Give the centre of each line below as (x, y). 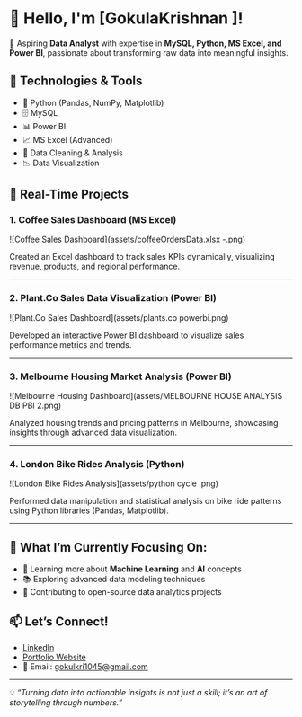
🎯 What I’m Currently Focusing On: (108, 547)
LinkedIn (38, 647)
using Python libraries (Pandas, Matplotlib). (89, 510)
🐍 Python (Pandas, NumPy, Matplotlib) (93, 102)
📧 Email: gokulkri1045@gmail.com (85, 666)
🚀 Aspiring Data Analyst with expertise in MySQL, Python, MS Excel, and (146, 43)
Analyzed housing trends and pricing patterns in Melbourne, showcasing (144, 423)
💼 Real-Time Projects (69, 195)
